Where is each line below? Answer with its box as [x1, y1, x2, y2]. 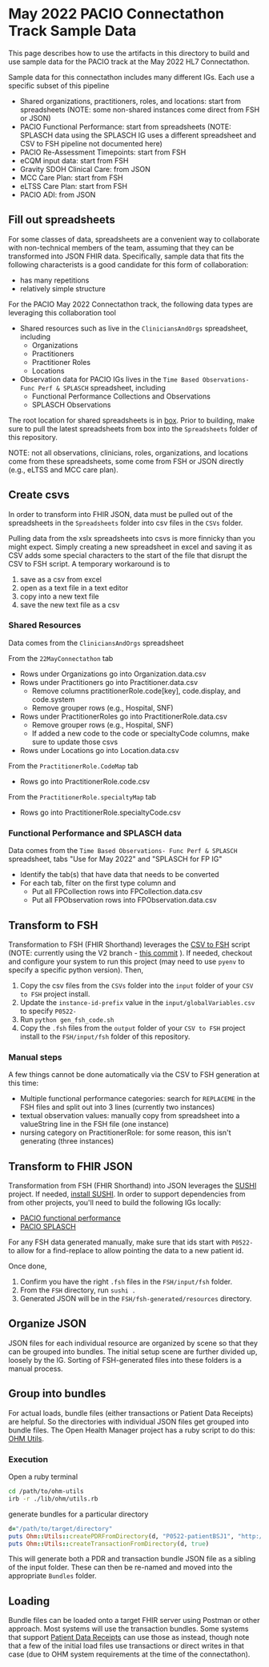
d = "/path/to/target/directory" [8, 1525, 113, 1533]
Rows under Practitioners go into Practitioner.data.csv [19, 677, 199, 687]
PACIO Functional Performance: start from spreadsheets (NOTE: [19, 122, 232, 131]
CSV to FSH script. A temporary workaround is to [8, 559, 171, 568]
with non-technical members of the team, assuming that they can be [8, 242, 235, 252]
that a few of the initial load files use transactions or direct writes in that [8, 1641, 244, 1651]
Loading [8, 1594, 50, 1608]
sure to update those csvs [31, 737, 118, 747]
